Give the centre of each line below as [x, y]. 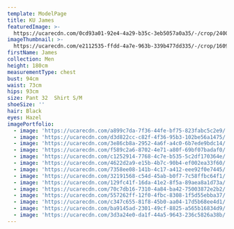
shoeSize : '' [26, 105]
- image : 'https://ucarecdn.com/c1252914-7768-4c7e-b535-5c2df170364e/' [121, 157]
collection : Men [31, 59]
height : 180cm [28, 66]
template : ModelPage [37, 14]
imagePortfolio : [31, 124]
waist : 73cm [24, 85]
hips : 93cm [23, 91]
